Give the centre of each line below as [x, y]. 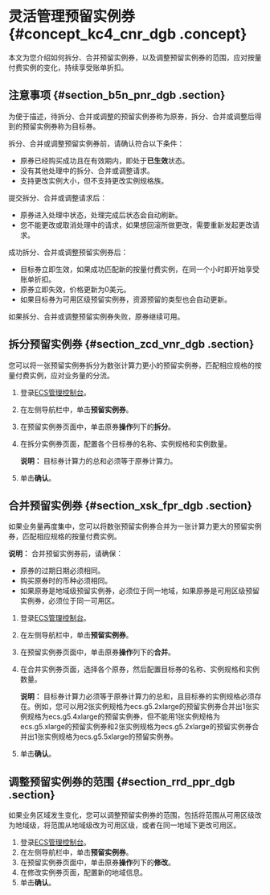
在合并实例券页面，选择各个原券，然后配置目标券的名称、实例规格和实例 [139, 670]
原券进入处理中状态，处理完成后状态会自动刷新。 [101, 215]
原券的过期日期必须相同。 [62, 571]
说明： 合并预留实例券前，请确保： [65, 554]
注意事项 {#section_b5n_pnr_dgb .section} [117, 95]
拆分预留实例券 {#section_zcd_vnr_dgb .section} [131, 344]
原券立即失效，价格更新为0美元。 [75, 289]
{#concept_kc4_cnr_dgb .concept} [128, 34]
